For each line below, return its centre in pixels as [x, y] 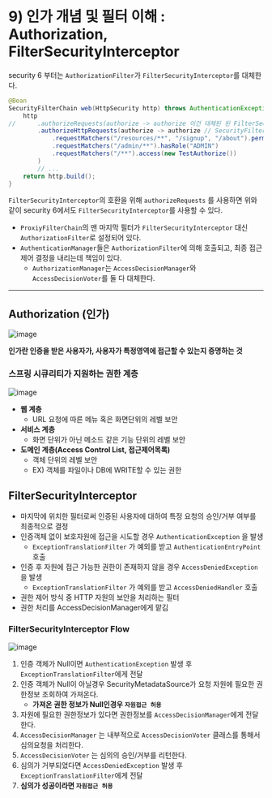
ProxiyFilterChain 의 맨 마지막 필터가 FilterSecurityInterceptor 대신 [134, 227]
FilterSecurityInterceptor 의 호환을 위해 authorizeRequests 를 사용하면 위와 [133, 201]
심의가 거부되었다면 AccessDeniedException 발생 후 [102, 765]
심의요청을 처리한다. [51, 744]
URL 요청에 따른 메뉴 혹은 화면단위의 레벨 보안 [105, 419]
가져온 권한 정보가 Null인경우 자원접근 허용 [97, 704]
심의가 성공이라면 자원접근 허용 [66, 785]
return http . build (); [59, 176]
